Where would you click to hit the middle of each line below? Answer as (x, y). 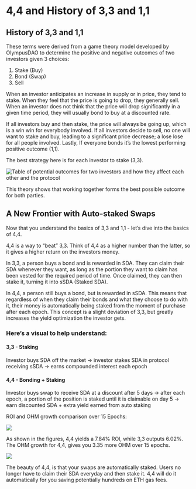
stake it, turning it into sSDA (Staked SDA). (57, 282)
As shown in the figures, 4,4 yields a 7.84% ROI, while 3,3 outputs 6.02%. (94, 439)
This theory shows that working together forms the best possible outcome (96, 189)
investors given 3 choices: (38, 59)
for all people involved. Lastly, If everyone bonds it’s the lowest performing (96, 143)
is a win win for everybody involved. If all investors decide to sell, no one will (98, 130)
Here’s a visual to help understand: (56, 333)
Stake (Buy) (29, 70)
